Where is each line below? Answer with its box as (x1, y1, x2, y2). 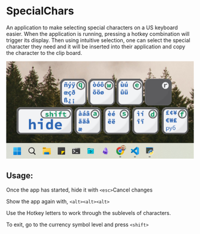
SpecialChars (6, 4, 74, 18)
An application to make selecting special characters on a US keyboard (6, 24, 179, 31)
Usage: (6, 170, 34, 180)
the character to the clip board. (6, 49, 82, 56)
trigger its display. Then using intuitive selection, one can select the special (6, 36, 190, 44)
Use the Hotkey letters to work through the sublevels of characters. (6, 210, 171, 217)
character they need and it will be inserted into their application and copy (6, 43, 186, 50)
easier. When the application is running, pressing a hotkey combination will (6, 30, 190, 37)
